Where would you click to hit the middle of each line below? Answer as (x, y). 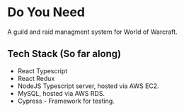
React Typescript (42, 70)
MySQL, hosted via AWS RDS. (61, 93)
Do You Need (46, 12)
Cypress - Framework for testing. (66, 101)
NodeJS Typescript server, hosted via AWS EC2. (88, 86)
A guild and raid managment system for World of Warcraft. (93, 32)
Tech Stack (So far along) (64, 54)
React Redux (36, 78)
